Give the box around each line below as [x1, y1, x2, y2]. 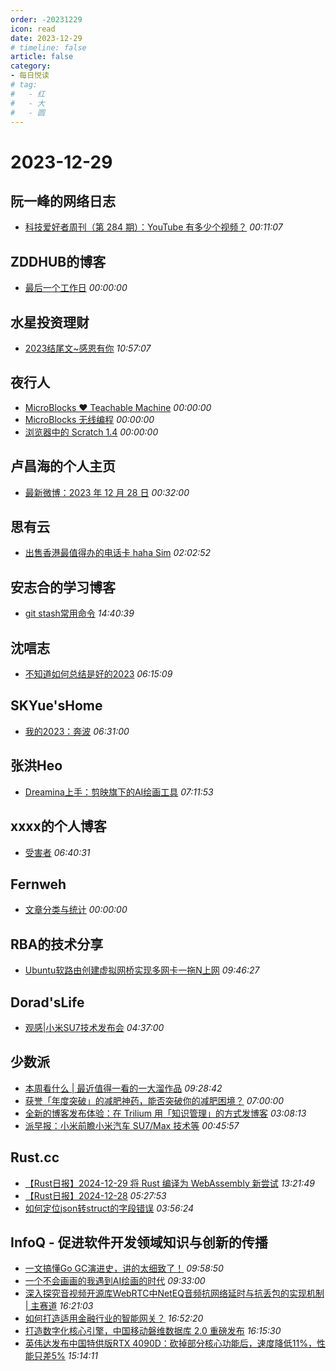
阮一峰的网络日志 [10, 192, 116, 210]
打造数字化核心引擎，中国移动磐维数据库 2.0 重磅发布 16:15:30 [24, 1325, 282, 1337]
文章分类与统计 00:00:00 [24, 904, 128, 916]
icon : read [10, 24, 56, 34]
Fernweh [10, 876, 67, 893]
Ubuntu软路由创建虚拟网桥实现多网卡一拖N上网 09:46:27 [24, 964, 260, 976]
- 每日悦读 [10, 71, 50, 81]
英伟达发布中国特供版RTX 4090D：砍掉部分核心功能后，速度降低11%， [24, 1337, 317, 1350]
